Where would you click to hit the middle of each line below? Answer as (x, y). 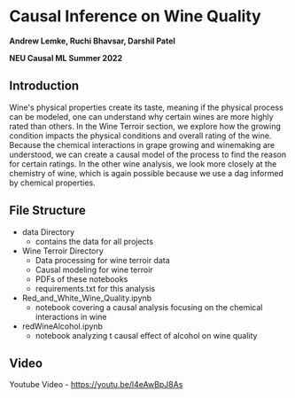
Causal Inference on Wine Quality (135, 16)
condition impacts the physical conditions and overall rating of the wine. (140, 136)
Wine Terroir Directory (62, 251)
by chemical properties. (52, 183)
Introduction (44, 86)
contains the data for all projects (94, 241)
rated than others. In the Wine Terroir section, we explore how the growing (145, 126)
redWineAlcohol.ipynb (62, 326)
